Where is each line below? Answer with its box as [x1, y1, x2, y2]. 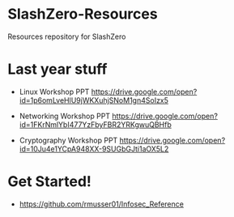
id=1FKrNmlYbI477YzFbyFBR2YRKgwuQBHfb [19, 119, 172, 130]
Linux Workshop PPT [19, 87, 90, 96]
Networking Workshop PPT [19, 111, 111, 121]
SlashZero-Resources [7, 5, 159, 23]
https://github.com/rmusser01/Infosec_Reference [19, 199, 184, 209]
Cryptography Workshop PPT [19, 135, 118, 145]
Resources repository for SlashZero [7, 32, 126, 41]
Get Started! [7, 172, 92, 191]
